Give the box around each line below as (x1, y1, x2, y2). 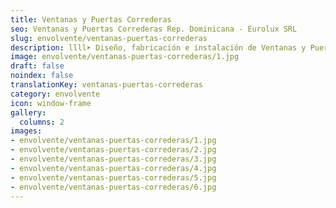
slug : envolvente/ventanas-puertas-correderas (10, 33, 208, 43)
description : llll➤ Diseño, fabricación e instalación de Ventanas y (10, 42, 307, 53)
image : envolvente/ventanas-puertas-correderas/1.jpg (10, 52, 240, 62)
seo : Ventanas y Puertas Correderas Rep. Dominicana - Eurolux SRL (10, 24, 298, 34)
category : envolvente (10, 89, 101, 99)
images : (10, 126, 43, 136)
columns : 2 (19, 117, 65, 127)
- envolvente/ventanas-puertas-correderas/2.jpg (10, 145, 217, 155)
